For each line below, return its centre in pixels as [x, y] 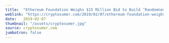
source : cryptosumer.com [31, 28]
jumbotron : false [23, 33]
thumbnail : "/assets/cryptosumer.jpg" [46, 23]
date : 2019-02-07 [26, 19]
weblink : [14, 14]
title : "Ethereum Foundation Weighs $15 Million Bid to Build [73, 10]
